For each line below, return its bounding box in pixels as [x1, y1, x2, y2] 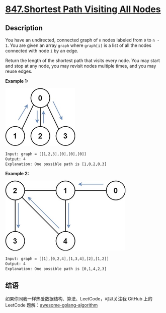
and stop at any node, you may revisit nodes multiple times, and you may [5, 63, 156, 69]
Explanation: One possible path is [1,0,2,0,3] [5, 162, 107, 167]
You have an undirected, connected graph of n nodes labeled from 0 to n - [5, 37, 159, 43]
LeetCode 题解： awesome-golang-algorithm [5, 302, 98, 308]
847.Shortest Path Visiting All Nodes [5, 4, 161, 15]
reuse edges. [5, 68, 33, 74]
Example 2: [5, 171, 29, 176]
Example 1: [5, 78, 29, 84]
